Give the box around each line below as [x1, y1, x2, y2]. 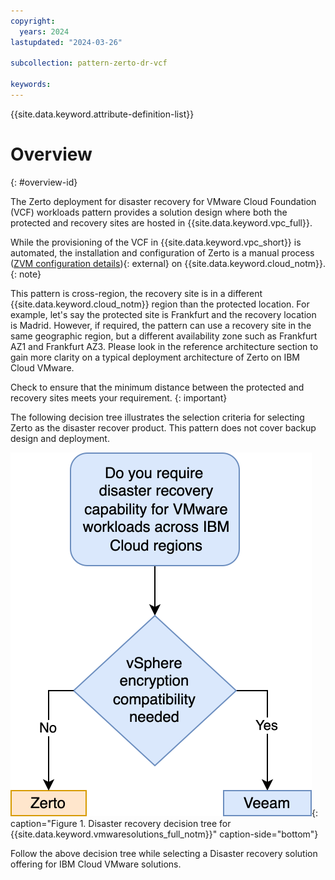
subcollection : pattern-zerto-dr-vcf [10, 58, 168, 69]
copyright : [10, 16, 56, 26]
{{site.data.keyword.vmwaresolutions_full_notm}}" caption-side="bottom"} [10, 828, 319, 840]
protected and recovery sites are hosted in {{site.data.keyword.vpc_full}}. [10, 216, 313, 229]
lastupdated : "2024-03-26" [10, 37, 123, 47]
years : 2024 [19, 26, 70, 37]
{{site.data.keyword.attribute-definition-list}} [10, 108, 195, 120]
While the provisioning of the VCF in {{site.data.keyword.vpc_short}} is [10, 236, 302, 248]
